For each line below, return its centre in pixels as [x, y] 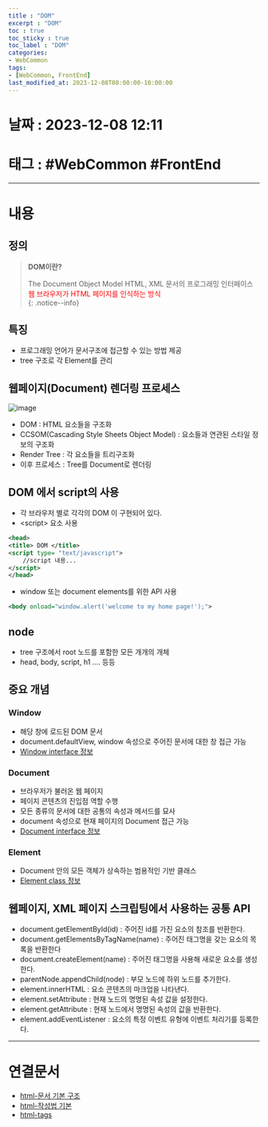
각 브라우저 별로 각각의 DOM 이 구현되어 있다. [91, 513]
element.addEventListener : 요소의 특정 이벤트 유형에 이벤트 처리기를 [128, 1019]
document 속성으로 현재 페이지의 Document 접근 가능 [104, 820]
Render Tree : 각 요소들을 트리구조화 [77, 455]
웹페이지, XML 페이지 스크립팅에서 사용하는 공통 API [130, 908]
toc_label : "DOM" [39, 46]
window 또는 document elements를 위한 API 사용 [98, 592]
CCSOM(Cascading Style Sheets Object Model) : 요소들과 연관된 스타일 [135, 435]
